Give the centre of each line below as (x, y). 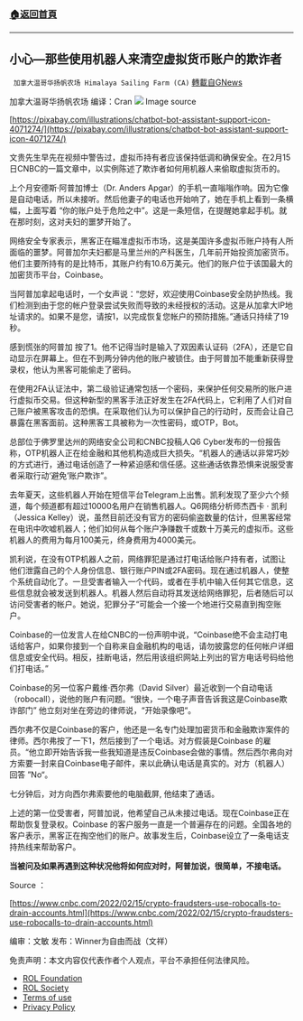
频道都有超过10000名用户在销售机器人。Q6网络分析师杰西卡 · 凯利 (164, 506)
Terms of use (47, 998)
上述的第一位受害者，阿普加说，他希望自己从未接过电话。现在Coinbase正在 (150, 813)
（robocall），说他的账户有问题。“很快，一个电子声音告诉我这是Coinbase (144, 699)
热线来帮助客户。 (49, 847)
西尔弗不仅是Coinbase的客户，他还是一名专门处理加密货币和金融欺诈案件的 (150, 729)
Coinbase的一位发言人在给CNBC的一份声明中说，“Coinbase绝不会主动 (141, 635)
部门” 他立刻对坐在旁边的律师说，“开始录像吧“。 (106, 710)
